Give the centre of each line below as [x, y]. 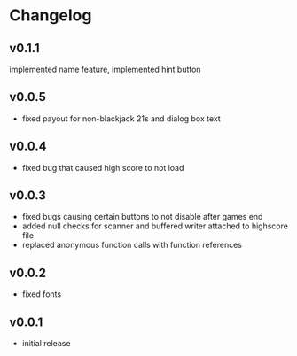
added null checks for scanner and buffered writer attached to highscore [155, 226]
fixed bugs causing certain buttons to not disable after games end [142, 217]
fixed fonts [42, 294]
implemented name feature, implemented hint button [105, 69]
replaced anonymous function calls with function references [132, 245]
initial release [46, 344]
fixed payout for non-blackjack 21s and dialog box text [121, 118]
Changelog [51, 15]
